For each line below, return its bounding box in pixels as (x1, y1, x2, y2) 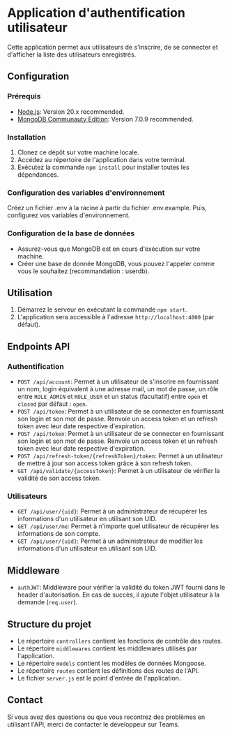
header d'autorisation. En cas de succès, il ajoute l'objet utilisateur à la (17, 590, 220, 599)
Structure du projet (7, 618, 92, 630)
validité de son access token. (17, 474, 101, 483)
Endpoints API (7, 340, 70, 352)
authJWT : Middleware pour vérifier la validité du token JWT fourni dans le (17, 583, 226, 592)
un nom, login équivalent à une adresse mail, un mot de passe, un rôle (17, 385, 219, 393)
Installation (7, 132, 47, 142)
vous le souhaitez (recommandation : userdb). (17, 267, 150, 275)
